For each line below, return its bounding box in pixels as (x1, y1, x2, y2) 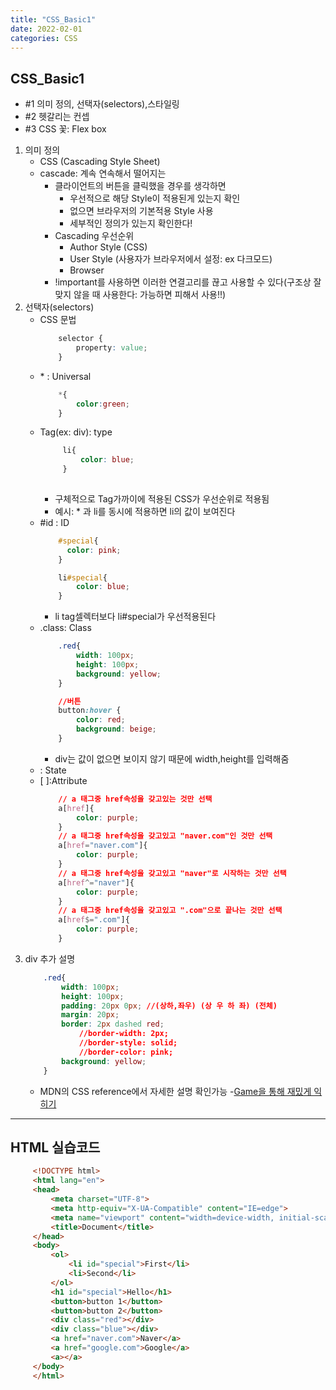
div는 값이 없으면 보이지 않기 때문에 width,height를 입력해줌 (54, 752, 290, 765)
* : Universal (39, 370, 92, 382)
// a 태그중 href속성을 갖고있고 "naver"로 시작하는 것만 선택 (58, 868, 287, 878)
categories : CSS (10, 33, 78, 43)
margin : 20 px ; (61, 1010, 120, 1020)
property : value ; (75, 343, 148, 353)
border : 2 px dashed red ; (61, 1019, 165, 1030)
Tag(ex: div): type (39, 426, 113, 438)
